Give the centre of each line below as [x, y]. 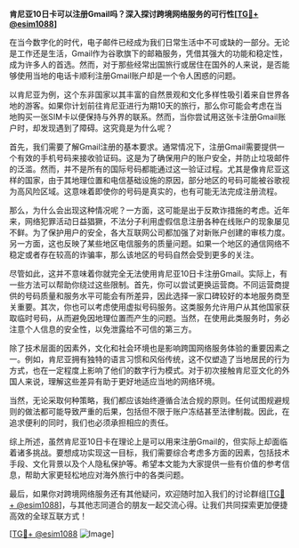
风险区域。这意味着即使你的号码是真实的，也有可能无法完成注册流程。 [153, 191]
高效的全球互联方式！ [48, 516]
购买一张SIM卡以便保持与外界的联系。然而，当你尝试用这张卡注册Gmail [147, 117]
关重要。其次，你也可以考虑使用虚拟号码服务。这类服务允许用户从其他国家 [145, 307]
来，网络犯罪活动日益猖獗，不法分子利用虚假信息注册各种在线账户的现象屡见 [149, 221]
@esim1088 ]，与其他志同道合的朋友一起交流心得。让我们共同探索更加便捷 [152, 505]
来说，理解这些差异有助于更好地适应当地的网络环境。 [122, 381]
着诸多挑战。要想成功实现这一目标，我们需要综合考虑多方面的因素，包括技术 [149, 452]
